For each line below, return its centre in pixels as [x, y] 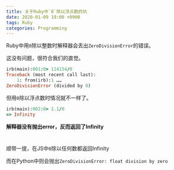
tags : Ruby [19, 22]
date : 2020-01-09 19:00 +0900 [43, 17]
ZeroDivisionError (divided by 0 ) [49, 86]
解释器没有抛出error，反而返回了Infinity [55, 126]
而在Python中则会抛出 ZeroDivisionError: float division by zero [87, 161]
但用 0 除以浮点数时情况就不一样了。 [49, 97]
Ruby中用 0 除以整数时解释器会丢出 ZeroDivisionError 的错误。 [80, 45]
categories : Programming [37, 28]
